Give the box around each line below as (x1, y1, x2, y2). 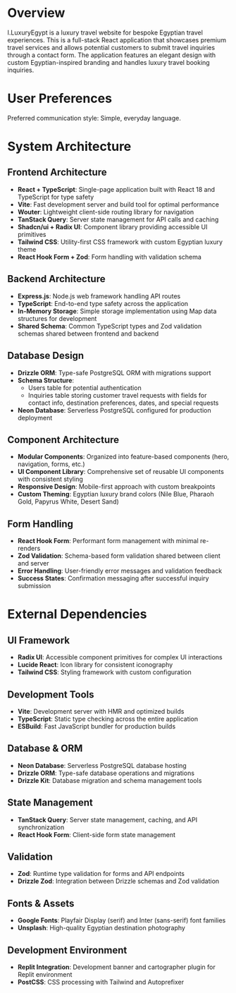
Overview (7, 5, 66, 21)
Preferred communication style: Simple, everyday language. (7, 114, 181, 122)
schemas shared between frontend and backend (17, 329, 159, 338)
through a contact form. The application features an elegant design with (7, 51, 216, 59)
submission (17, 582, 51, 590)
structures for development (17, 314, 97, 322)
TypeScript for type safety (17, 193, 94, 201)
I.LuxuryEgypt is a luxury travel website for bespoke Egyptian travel (7, 28, 203, 37)
